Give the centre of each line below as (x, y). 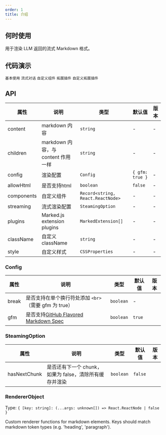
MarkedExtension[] (102, 221)
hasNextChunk (25, 374)
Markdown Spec (45, 321)
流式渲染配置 (56, 206)
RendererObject (25, 397)
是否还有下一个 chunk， (74, 367)
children (17, 153)
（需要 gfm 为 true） (49, 306)
